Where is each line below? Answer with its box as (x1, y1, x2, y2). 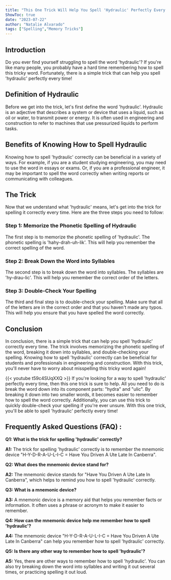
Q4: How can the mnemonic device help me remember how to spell (5, 517, 151, 523)
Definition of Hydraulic (5, 90, 79, 99)
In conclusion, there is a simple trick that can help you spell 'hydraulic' (5, 338, 153, 344)
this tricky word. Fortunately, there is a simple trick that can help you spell (5, 70, 161, 76)
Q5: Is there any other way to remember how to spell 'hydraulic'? (5, 548, 145, 554)
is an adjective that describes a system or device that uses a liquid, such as (5, 109, 164, 115)
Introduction (5, 46, 46, 54)
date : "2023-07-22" (5, 17, 47, 22)
